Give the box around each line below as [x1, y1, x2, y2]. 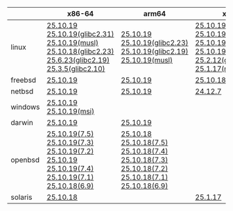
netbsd [10, 87, 34, 96]
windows [10, 102, 40, 112]
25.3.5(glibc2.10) [46, 64, 105, 74]
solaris [10, 192, 33, 202]
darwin [10, 118, 33, 127]
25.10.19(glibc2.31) [46, 29, 114, 39]
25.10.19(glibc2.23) [121, 38, 189, 47]
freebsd [10, 76, 37, 85]
